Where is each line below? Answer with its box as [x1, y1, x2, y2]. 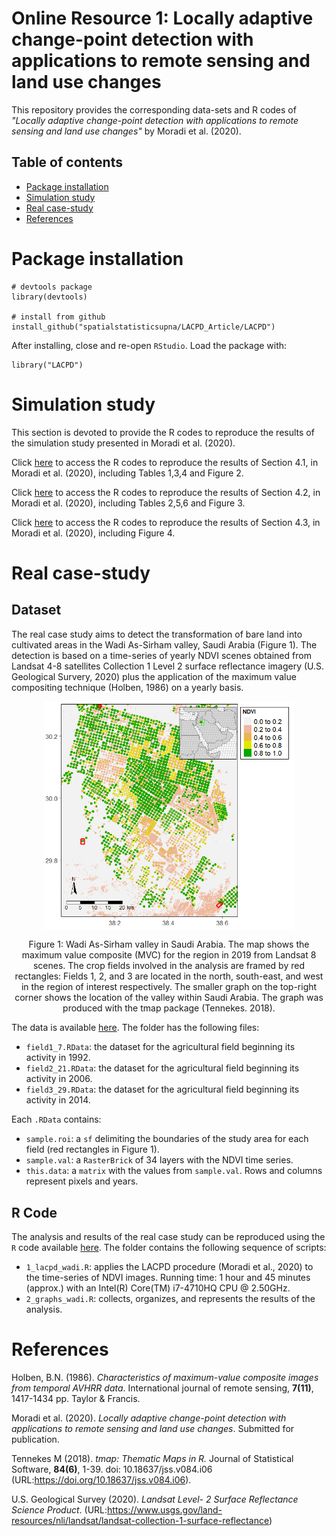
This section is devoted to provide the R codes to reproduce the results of [11, 426, 315, 438]
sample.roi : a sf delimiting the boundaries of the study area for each [25, 1133, 309, 1145]
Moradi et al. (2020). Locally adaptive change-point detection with [11, 1412, 287, 1424]
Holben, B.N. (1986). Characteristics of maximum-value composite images [11, 1372, 319, 1384]
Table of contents [11, 154, 123, 171]
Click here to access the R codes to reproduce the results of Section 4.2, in [11, 486, 321, 498]
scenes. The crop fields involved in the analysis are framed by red [32, 960, 305, 972]
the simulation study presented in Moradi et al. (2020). [11, 437, 236, 449]
